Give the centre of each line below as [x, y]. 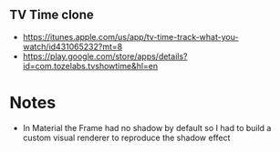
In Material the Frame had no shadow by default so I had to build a [147, 127]
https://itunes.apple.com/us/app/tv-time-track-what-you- [130, 36]
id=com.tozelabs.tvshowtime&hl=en [90, 66]
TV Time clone [52, 15]
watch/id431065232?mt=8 [73, 46]
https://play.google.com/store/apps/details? [105, 56]
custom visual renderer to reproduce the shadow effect [126, 137]
